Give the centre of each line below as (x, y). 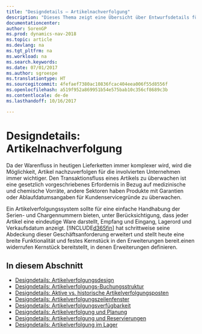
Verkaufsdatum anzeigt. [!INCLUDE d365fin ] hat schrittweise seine (88, 228)
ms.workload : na (26, 56)
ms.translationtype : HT (36, 79)
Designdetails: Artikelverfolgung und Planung (71, 312)
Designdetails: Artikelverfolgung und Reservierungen (80, 318)
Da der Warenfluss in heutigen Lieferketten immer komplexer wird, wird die (99, 165)
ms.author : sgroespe (32, 73)
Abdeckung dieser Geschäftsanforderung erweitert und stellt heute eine (95, 234)
